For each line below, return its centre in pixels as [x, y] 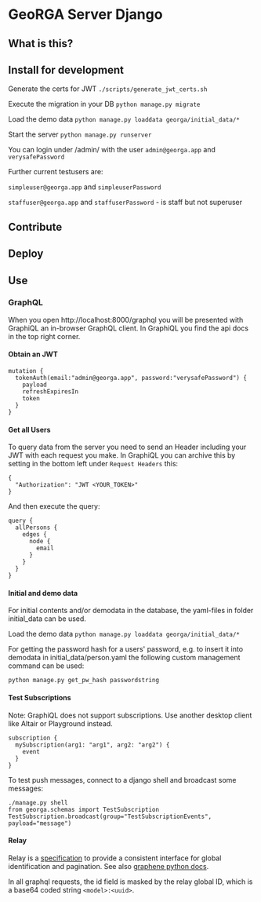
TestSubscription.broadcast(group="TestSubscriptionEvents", [110, 816]
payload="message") [40, 823]
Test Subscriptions [40, 698]
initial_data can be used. [47, 619]
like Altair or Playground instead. [61, 723]
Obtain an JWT [33, 354]
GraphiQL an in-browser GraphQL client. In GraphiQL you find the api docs [129, 328]
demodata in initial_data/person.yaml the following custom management [124, 658]
